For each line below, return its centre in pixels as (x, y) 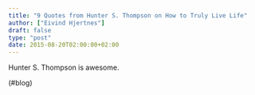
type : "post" (30, 38)
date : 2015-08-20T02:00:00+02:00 (64, 45)
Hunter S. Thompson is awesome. (64, 67)
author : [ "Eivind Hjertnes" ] (57, 23)
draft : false (30, 30)
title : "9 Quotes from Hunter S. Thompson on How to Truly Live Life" (128, 15)
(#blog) (21, 83)
